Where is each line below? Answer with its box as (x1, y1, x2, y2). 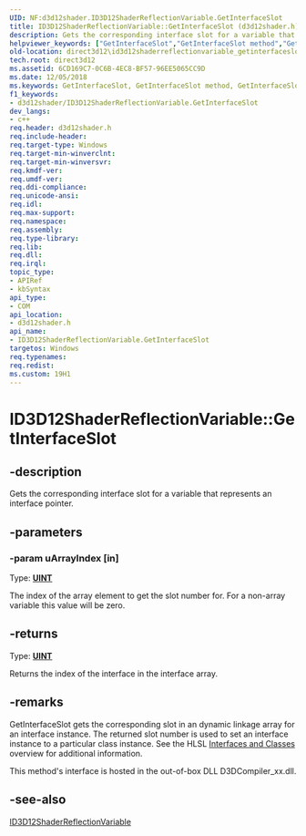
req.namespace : (9, 216, 67, 226)
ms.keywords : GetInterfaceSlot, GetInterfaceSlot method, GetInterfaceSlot (9, 81, 303, 90)
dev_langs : (9, 107, 51, 116)
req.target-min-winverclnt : (9, 149, 117, 158)
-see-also (9, 792, 66, 808)
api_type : (9, 293, 47, 302)
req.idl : (9, 200, 43, 210)
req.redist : (9, 361, 55, 370)
